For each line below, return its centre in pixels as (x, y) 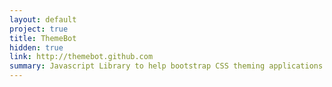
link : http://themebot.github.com (81, 57)
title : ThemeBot (43, 38)
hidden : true (36, 47)
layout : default (43, 19)
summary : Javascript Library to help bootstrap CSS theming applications (166, 66)
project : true (39, 29)
